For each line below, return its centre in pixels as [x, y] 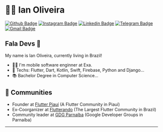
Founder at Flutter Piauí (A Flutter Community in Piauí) [66, 104]
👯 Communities [29, 92]
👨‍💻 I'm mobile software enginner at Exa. [52, 65]
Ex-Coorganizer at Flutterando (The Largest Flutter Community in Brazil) [84, 109]
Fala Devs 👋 [23, 44]
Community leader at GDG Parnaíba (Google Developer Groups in [77, 115]
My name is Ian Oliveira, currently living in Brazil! [54, 55]
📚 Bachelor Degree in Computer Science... [55, 75]
